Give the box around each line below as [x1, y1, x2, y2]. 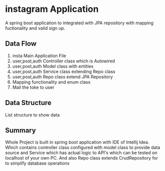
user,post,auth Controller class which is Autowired [12, 58, 115, 64]
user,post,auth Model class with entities [12, 63, 94, 69]
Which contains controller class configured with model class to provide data [5, 145, 161, 151]
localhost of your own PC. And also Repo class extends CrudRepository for [5, 155, 159, 161]
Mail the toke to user [12, 84, 55, 90]
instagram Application [5, 3, 99, 15]
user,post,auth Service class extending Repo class [12, 68, 115, 74]
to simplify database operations [5, 160, 70, 167]
